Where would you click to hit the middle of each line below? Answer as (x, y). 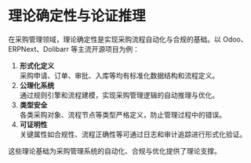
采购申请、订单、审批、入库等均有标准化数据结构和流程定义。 (119, 75)
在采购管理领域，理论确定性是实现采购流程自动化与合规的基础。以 (115, 39)
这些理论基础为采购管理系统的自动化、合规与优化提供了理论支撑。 (115, 150)
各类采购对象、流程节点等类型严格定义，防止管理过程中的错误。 (122, 114)
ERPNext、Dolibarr (38, 49)
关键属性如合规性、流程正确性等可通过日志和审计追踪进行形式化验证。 (133, 134)
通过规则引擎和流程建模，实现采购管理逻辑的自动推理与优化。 (119, 95)
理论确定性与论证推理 (77, 16)
